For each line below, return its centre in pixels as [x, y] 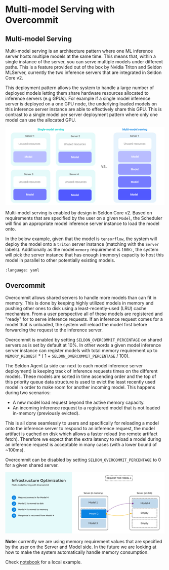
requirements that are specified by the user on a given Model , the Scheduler [84, 218]
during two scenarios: [28, 393]
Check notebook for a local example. [44, 562]
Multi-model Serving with [60, 9]
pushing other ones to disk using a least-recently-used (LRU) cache [76, 309]
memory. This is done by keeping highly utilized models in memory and [79, 303]
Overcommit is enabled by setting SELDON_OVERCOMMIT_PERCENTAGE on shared [84, 340]
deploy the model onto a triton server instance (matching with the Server [82, 244]
